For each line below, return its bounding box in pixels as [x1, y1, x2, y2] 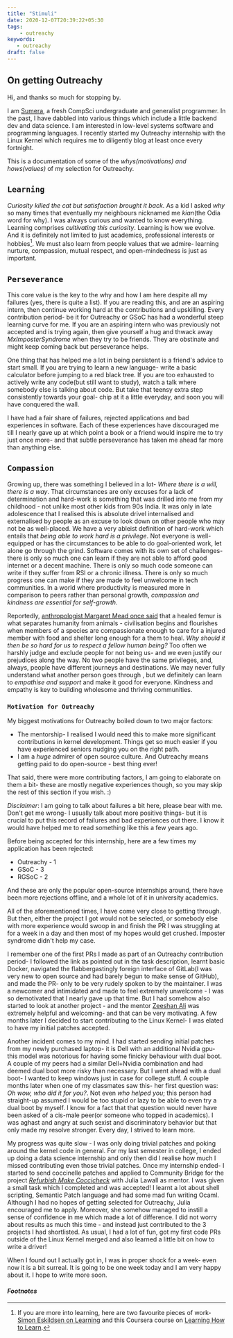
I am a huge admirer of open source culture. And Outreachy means [17, 752, 209, 761]
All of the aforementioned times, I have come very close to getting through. [7, 907, 222, 916]
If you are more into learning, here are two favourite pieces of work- [17, 1309, 212, 1317]
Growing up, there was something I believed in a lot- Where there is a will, [7, 480, 218, 488]
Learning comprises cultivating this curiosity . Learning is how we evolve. [7, 223, 216, 231]
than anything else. [7, 443, 62, 452]
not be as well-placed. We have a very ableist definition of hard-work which [7, 524, 224, 532]
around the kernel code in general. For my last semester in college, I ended [7, 1147, 222, 1155]
